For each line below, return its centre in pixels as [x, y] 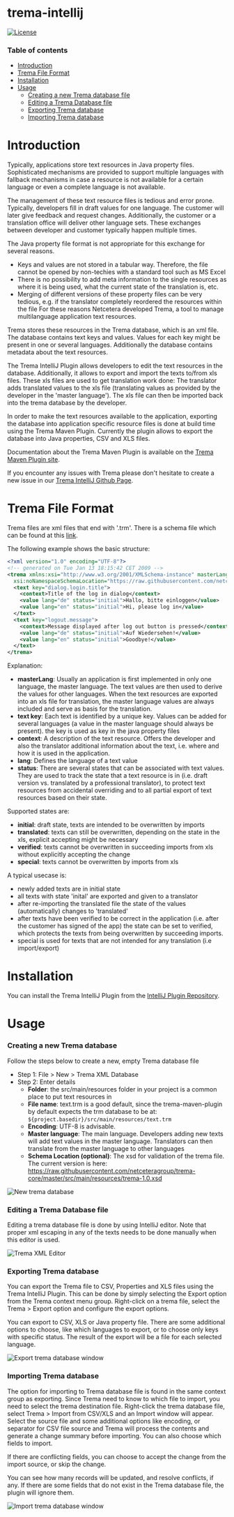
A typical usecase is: [37, 875]
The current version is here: [68, 1163]
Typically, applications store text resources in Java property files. [101, 165]
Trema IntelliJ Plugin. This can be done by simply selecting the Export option [117, 1294]
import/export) [38, 948]
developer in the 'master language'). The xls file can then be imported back [115, 395]
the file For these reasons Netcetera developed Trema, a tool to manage [120, 309]
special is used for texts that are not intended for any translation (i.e [115, 941]
